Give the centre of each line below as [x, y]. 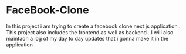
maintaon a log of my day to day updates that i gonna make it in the [87, 38]
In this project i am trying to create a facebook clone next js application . [93, 26]
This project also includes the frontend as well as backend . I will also [90, 32]
